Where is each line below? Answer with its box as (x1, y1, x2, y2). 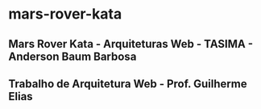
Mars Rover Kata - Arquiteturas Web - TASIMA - (8, 37, 254, 51)
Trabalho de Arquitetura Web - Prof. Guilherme (8, 77, 247, 90)
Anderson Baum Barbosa (8, 49, 137, 63)
